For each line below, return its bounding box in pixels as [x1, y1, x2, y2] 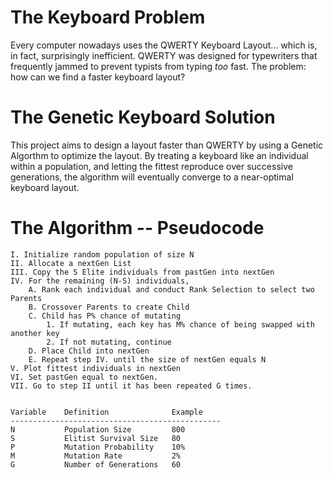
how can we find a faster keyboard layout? [10, 71, 186, 83]
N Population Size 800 [10, 424, 186, 435]
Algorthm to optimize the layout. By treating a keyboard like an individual [10, 149, 309, 161]
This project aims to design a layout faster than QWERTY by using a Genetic [10, 139, 324, 151]
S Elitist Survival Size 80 [10, 433, 182, 443]
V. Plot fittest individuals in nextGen [10, 363, 182, 373]
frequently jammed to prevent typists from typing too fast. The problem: [10, 60, 307, 72]
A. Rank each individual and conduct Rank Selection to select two [28, 284, 315, 295]
